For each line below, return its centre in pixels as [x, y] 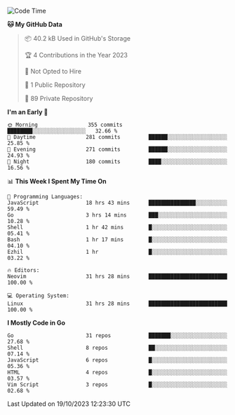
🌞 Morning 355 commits [65, 125]
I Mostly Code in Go [36, 323]
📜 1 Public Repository [55, 85]
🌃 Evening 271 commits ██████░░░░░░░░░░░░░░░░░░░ [117, 149]
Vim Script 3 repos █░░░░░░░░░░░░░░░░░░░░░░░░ [117, 385]
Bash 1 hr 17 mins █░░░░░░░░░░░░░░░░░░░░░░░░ [117, 240]
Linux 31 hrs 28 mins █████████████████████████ [117, 304]
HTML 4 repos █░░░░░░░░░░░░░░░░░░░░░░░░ [117, 372]
